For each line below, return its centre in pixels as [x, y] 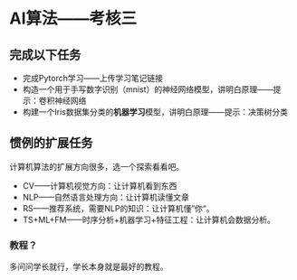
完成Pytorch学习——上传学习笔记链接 [92, 78]
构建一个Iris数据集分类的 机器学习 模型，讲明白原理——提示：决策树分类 [155, 112]
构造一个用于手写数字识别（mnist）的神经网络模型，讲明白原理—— [148, 89]
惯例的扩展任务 [51, 143]
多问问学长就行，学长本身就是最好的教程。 [89, 266]
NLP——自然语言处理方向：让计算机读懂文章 [106, 197]
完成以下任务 [45, 55]
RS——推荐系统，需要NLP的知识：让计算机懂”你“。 [118, 208]
